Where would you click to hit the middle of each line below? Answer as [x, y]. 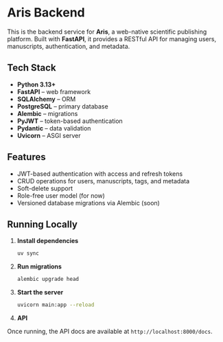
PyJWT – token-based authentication [70, 121]
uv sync [28, 253]
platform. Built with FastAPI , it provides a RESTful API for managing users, [112, 38]
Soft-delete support [45, 188]
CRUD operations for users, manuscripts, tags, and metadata [103, 181]
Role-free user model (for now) [61, 195]
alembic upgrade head [48, 280]
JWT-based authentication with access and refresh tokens [100, 174]
